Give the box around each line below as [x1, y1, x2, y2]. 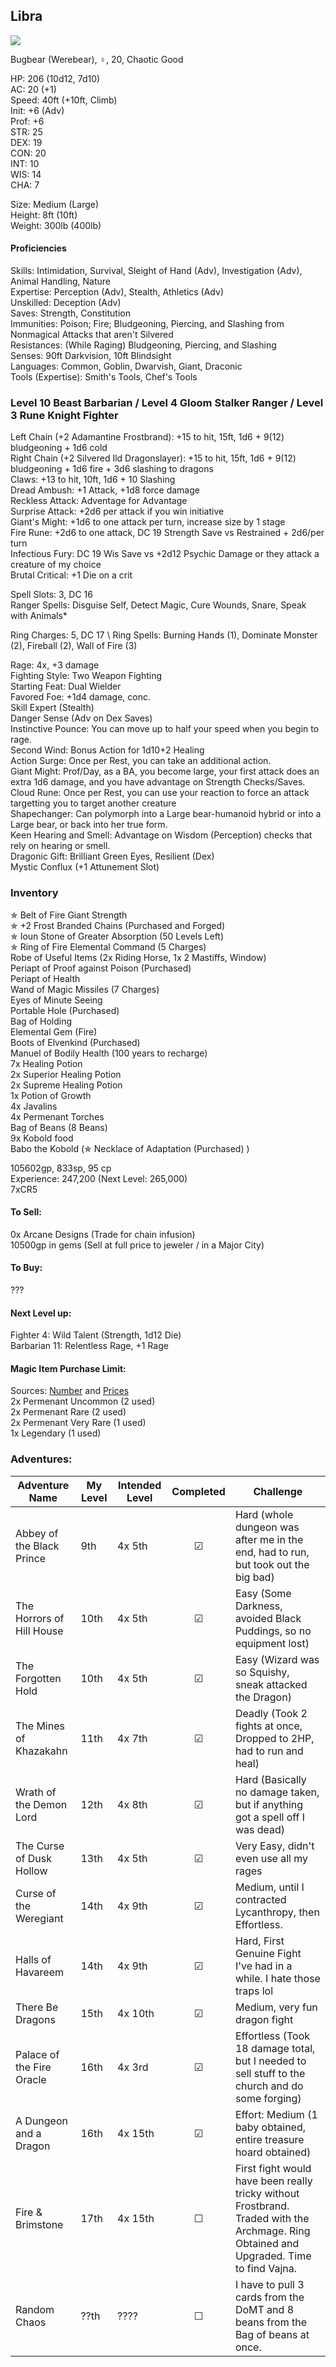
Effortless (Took [234, 2029, 311, 2043]
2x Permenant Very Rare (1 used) [10, 1417, 147, 1429]
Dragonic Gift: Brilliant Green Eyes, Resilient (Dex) [10, 850, 215, 863]
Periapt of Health [10, 972, 81, 984]
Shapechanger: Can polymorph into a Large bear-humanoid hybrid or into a [10, 808, 322, 820]
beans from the [234, 2315, 307, 2329]
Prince [15, 1551, 47, 1565]
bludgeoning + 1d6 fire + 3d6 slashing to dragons [10, 463, 214, 475]
